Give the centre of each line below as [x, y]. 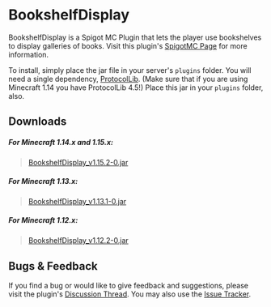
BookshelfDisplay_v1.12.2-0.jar [78, 241]
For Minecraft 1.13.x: [43, 181]
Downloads [38, 122]
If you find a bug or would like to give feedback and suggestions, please [129, 286]
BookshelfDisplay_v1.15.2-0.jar [78, 163]
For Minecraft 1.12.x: [43, 220]
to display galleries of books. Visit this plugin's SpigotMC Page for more [128, 45]
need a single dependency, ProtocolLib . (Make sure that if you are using [128, 79]
